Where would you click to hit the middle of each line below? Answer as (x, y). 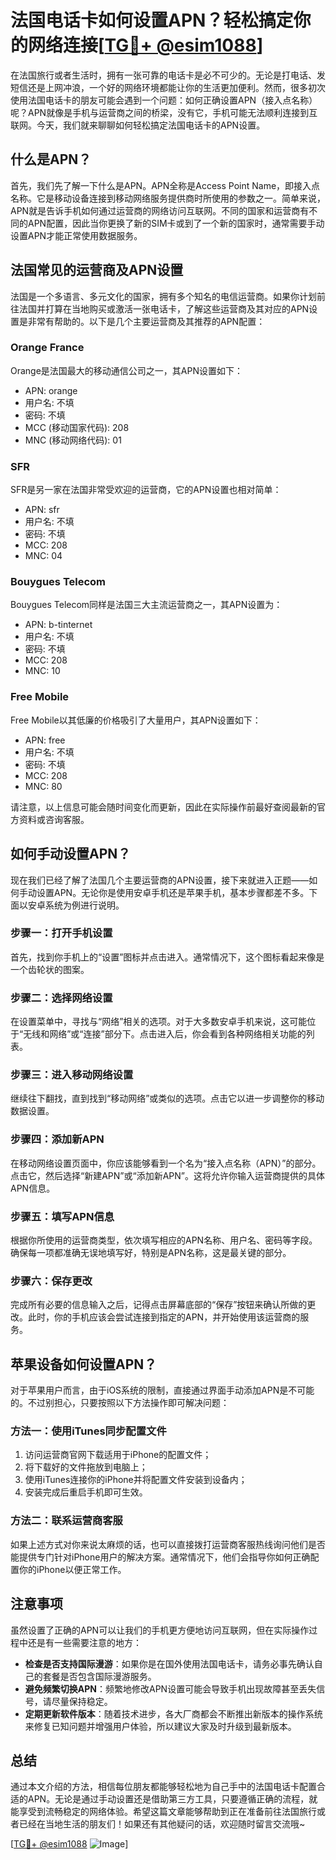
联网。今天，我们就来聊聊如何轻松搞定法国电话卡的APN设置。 (138, 125)
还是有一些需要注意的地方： (84, 1642)
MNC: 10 (42, 671)
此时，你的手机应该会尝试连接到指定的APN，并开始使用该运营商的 (164, 1317)
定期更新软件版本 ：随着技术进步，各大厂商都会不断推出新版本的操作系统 (173, 1713)
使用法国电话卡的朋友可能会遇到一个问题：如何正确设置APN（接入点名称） (164, 100)
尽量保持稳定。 (82, 1701)
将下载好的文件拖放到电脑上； (86, 1467)
